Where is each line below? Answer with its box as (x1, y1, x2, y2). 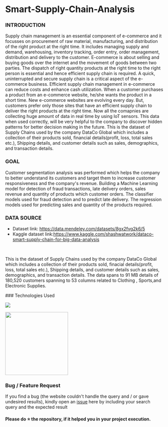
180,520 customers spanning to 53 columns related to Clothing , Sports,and (5, 277, 161, 283)
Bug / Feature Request (5, 382, 61, 389)
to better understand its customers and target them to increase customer (5, 175, 156, 181)
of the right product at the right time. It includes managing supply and (5, 44, 149, 50)
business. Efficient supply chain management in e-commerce (28, 81, 155, 87)
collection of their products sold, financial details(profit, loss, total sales (5, 135, 153, 141)
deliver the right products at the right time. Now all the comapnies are (5, 108, 149, 114)
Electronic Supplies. (5, 283, 47, 289)
